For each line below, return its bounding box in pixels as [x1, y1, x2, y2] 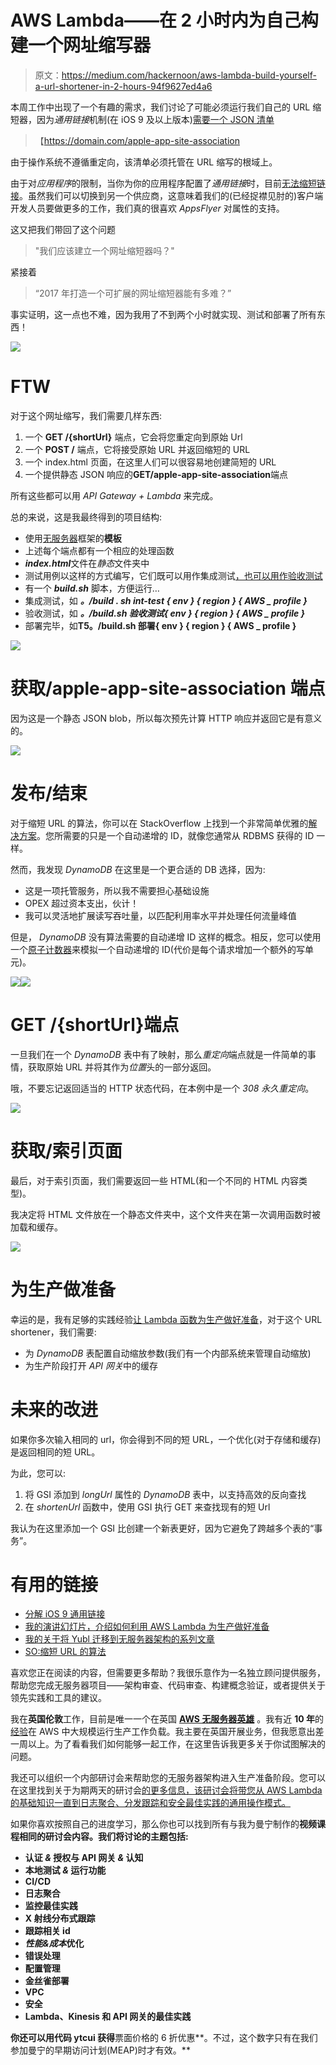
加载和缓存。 [10, 1221, 63, 1233]
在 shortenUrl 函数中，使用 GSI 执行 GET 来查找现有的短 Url [24, 1501, 271, 1513]
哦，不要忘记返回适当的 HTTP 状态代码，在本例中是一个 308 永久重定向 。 [10, 1082, 315, 1094]
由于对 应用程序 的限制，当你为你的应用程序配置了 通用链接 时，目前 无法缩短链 [10, 177, 326, 189]
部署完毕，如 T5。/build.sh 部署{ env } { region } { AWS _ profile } [24, 619, 297, 631]
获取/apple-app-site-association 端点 [10, 677, 326, 700]
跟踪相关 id [24, 1925, 71, 1937]
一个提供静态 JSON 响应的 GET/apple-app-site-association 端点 [24, 468, 289, 480]
